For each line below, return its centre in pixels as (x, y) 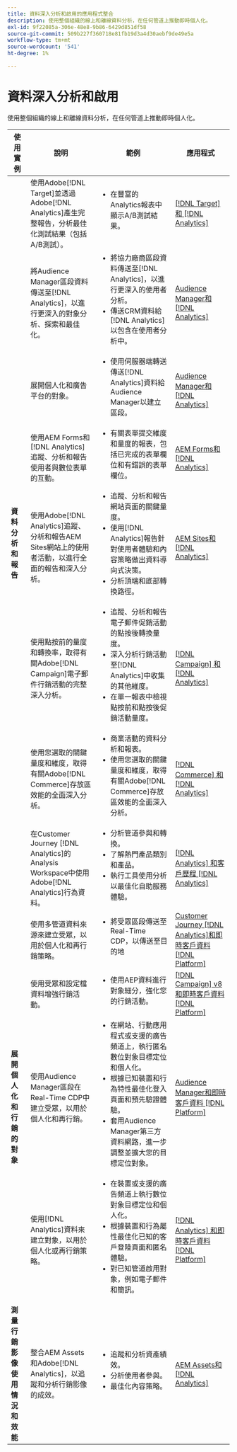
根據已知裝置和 (135, 1078)
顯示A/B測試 (131, 215)
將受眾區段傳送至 (139, 921)
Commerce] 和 (199, 774)
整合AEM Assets (57, 1352)
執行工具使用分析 (139, 875)
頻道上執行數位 (142, 1194)
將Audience (50, 271)
